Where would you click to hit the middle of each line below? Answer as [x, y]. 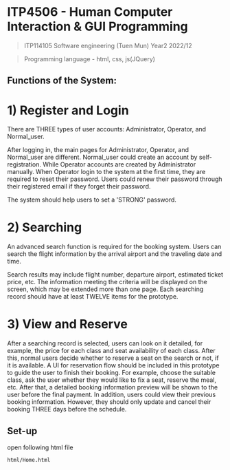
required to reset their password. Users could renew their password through [115, 179]
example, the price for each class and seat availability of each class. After [112, 351]
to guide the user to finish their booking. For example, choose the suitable [112, 373]
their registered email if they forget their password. [79, 186]
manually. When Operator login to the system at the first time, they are [106, 172]
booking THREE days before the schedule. [67, 409]
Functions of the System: [62, 81]
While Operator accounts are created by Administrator [119, 164]
